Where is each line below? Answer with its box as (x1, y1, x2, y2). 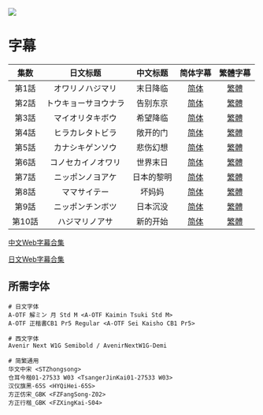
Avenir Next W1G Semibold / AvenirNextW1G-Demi (8, 342, 168, 350)
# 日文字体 (8, 302, 39, 311)
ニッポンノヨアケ (54, 171, 117, 182)
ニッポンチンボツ (54, 201, 117, 212)
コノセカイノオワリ (50, 156, 121, 167)
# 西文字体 (8, 335, 39, 342)
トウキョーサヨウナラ (46, 97, 125, 108)
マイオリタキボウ (54, 112, 117, 123)
